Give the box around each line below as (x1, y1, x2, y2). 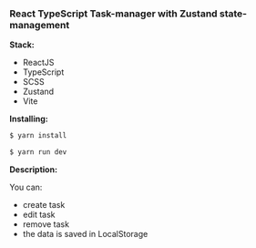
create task (22, 200, 66, 211)
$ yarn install (9, 131, 67, 140)
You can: (9, 181, 43, 193)
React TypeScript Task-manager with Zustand (9, 7, 218, 20)
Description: (9, 164, 57, 175)
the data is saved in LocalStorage (22, 229, 148, 240)
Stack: (9, 39, 35, 50)
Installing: (9, 113, 48, 125)
